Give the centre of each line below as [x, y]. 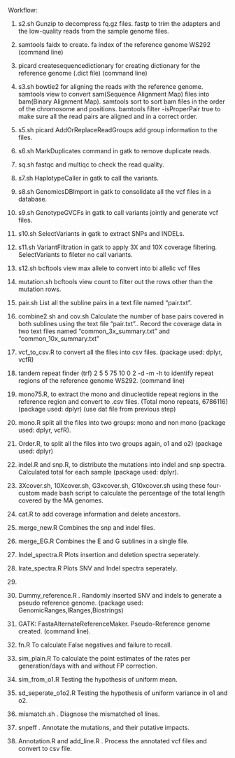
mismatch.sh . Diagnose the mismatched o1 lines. [89, 714]
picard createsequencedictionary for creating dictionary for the [109, 65]
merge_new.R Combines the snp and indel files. [87, 527]
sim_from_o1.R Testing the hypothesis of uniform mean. [98, 679]
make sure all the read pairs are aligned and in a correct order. [108, 116]
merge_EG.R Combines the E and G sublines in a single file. [104, 541]
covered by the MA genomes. [60, 500]
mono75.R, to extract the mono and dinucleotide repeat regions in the [118, 394]
